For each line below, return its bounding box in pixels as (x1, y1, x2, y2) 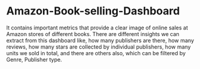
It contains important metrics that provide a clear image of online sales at (6, 24, 189, 31)
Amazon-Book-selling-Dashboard (6, 4, 180, 18)
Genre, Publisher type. (6, 56, 62, 63)
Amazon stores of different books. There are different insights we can (6, 30, 179, 37)
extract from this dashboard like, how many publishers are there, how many (6, 37, 195, 44)
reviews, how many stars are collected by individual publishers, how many (6, 43, 192, 50)
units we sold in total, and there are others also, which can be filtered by (6, 49, 186, 56)
